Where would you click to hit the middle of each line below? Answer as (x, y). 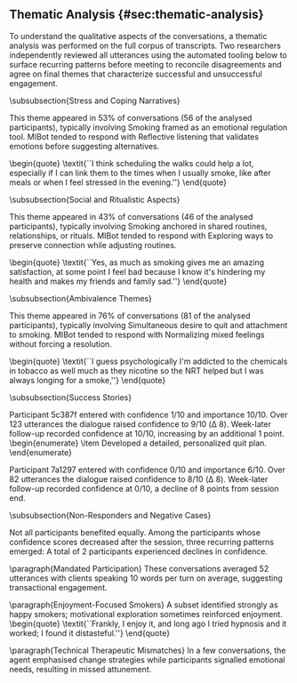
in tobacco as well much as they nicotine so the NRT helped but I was (136, 370)
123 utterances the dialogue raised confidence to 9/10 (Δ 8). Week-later (140, 424)
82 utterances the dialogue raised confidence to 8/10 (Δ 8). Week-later (139, 478)
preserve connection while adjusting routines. (93, 245)
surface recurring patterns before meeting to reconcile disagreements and (145, 64)
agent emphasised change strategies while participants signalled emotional (147, 659)
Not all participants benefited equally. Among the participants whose (135, 532)
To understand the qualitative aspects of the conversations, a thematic (139, 36)
